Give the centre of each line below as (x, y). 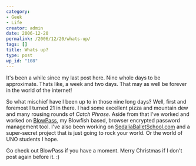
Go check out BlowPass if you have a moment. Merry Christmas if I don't (94, 150)
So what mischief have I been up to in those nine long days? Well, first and (96, 101)
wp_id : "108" (22, 61)
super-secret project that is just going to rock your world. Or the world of (94, 132)
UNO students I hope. (32, 139)
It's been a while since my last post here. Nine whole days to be (83, 78)
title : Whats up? (27, 50)
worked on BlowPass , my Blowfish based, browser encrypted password (93, 120)
